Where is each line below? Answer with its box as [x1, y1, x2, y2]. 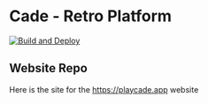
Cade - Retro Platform [9, 6, 173, 26]
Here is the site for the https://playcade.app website [9, 84, 199, 94]
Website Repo [9, 61, 89, 76]
